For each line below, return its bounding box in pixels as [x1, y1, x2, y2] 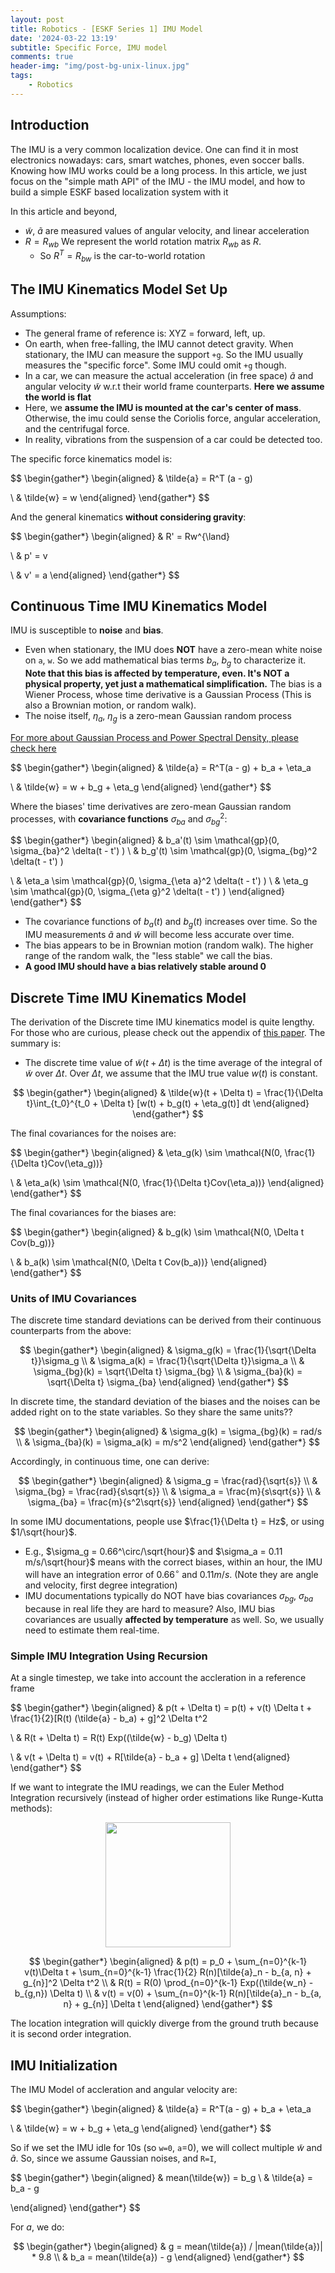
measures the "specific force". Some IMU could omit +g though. [24, 359, 287, 371]
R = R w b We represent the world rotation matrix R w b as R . [24, 235, 262, 250]
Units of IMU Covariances [10, 1292, 137, 1306]
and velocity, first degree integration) [24, 1579, 178, 1591]
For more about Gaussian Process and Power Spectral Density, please [10, 732, 299, 744]
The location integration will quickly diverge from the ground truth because [10, 2017, 319, 2030]
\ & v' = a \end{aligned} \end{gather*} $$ [10, 569, 180, 581]
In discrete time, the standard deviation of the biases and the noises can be [10, 1396, 321, 1408]
